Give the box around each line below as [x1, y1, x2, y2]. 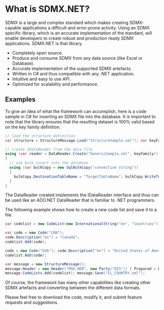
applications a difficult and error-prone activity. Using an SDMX [22, 24, 150, 30]
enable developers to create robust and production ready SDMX [5, 35, 134, 41]
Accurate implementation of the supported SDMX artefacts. [12, 65, 132, 72]
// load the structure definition [5, 133, 76, 138]
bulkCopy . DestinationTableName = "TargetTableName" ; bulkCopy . [14, 174, 145, 179]
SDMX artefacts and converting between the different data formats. [5, 285, 141, 291]
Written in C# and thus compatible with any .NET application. [12, 71, 135, 76]
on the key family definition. [5, 124, 61, 130]
